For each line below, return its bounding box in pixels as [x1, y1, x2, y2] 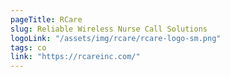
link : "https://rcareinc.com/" [10, 52, 141, 62]
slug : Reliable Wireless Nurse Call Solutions [10, 24, 208, 34]
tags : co [10, 42, 47, 53]
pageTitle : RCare [10, 14, 83, 25]
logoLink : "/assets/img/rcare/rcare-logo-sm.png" [10, 33, 222, 43]
